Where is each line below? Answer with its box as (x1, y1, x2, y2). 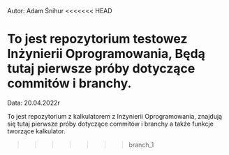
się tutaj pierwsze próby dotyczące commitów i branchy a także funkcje (7, 119, 214, 128)
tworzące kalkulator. (7, 126, 66, 135)
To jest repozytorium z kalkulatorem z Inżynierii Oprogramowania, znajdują (7, 112, 222, 120)
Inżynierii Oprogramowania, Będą (7, 46, 206, 62)
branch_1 (128, 140, 154, 149)
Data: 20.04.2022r (7, 98, 61, 107)
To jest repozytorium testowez (7, 31, 188, 47)
